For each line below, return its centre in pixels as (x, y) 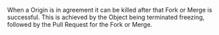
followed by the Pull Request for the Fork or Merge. (80, 24)
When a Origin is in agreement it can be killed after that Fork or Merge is (110, 10)
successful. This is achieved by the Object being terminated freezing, (106, 17)
